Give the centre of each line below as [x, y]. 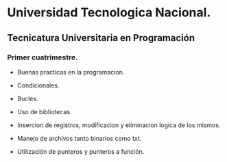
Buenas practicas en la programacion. [71, 72]
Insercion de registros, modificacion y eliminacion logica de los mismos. [119, 125]
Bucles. [28, 98]
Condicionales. [38, 85]
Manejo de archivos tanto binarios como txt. [79, 138]
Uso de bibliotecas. [44, 111]
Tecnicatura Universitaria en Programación [101, 38]
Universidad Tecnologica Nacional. [109, 13]
